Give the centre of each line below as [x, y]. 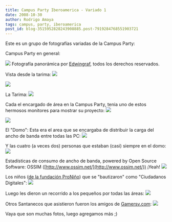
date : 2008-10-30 [24, 15]
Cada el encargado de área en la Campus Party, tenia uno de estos [76, 105]
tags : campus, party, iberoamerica [43, 24]
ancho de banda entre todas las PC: [43, 136]
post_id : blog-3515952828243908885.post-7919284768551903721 [72, 29]
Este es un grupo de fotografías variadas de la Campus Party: [70, 43]
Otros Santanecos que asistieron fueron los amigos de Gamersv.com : [79, 204]
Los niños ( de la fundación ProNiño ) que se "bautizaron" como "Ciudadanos [86, 177]
